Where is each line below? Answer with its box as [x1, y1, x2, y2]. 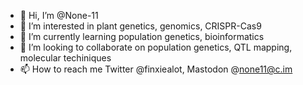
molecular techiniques [19, 52, 112, 64]
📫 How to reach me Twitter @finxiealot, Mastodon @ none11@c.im [19, 63, 293, 75]
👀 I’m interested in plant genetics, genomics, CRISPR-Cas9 [19, 20, 262, 32]
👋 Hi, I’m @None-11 [19, 10, 99, 21]
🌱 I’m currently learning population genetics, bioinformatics [19, 31, 265, 42]
